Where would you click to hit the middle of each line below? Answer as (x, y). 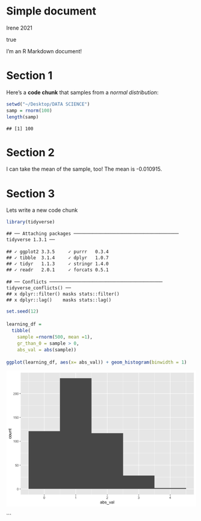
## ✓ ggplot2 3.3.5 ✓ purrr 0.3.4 (58, 252)
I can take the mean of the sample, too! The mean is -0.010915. (84, 169)
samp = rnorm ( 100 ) (29, 110)
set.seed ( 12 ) (23, 312)
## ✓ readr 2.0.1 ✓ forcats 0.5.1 (58, 270)
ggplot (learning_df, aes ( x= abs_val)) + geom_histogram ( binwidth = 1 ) (97, 363)
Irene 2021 (19, 28)
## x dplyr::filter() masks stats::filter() (63, 294)
